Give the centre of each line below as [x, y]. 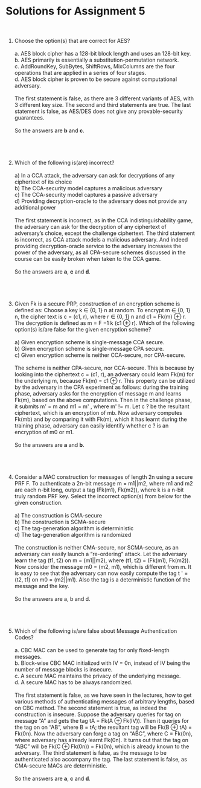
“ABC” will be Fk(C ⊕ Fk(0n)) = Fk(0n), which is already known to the [102, 746]
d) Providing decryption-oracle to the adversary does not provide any [101, 201]
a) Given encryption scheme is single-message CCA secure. [89, 342]
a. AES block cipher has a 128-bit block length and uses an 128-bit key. [103, 53]
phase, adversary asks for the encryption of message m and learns [98, 393]
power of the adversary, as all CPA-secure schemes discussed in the [100, 252]
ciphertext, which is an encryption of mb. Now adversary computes [98, 412]
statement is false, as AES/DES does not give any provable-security [99, 111]
